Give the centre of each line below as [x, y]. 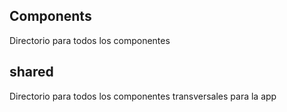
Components [50, 16]
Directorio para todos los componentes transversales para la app [143, 96]
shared [31, 72]
